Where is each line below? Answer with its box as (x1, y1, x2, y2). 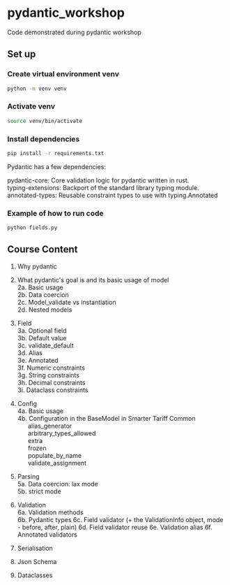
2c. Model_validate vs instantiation (17, 298, 116, 306)
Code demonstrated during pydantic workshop (7, 28, 141, 36)
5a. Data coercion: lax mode (17, 479, 99, 488)
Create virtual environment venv (7, 69, 120, 79)
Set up (7, 48, 36, 60)
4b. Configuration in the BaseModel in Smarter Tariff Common (17, 414, 196, 422)
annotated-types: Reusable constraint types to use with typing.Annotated (7, 191, 218, 199)
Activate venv (7, 101, 56, 111)
